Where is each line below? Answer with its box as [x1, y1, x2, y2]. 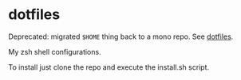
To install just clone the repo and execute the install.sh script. [8, 62, 210, 72]
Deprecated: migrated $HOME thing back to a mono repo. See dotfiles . [8, 32, 234, 41]
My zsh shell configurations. [8, 47, 101, 56]
